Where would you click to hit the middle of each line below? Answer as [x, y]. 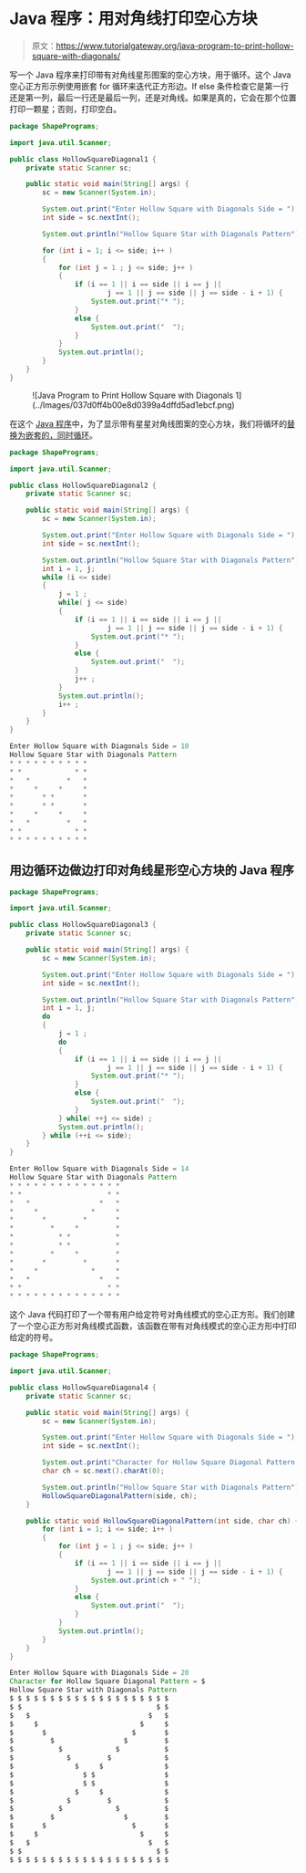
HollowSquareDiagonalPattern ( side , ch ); [120, 1496]
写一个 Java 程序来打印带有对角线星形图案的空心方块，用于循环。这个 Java [150, 75]
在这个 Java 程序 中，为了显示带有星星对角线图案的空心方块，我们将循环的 [148, 423]
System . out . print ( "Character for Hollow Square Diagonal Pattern [169, 1462]
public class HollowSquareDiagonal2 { [83, 485]
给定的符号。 [33, 1337]
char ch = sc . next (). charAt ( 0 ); [104, 1471]
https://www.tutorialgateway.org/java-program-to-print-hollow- [175, 46]
